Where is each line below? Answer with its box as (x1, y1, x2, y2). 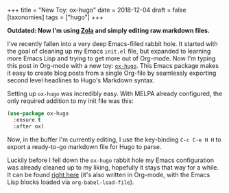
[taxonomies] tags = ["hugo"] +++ (7, 13, 104, 21)
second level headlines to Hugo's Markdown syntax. (7, 76, 155, 84)
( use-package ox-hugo (7, 110, 69, 117)
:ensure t (13, 116, 41, 123)
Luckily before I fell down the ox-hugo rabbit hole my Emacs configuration (7, 156, 215, 164)
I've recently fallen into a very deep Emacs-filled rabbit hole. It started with (7, 40, 218, 47)
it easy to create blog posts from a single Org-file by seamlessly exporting (7, 69, 217, 77)
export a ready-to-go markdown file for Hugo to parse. (7, 142, 162, 150)
